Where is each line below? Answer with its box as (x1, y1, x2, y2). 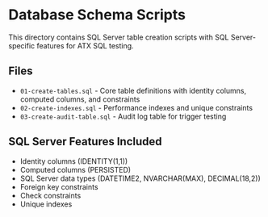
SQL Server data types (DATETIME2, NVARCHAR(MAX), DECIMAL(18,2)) (19, 173, 261, 183)
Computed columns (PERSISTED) (19, 165, 132, 174)
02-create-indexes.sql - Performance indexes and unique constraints (19, 102, 253, 112)
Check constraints (19, 190, 82, 200)
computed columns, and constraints (19, 94, 140, 104)
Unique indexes (19, 199, 73, 209)
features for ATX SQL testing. (36, 40, 135, 50)
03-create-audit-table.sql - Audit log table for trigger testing (19, 111, 227, 121)
